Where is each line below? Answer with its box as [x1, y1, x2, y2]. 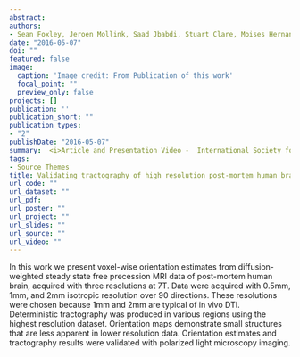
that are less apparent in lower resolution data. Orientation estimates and [9, 328, 277, 339]
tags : [9, 154, 29, 163]
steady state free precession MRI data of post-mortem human [45, 271, 273, 282]
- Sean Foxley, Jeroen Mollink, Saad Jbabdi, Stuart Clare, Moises [9, 29, 266, 38]
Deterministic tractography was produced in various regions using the [9, 309, 266, 320]
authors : [9, 21, 42, 30]
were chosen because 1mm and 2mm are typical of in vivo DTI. [9, 300, 241, 311]
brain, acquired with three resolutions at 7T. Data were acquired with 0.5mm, [9, 280, 291, 291]
